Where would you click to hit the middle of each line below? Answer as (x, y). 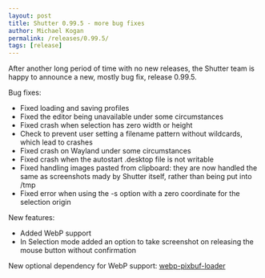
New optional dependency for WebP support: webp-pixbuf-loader (117, 266)
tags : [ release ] (35, 46)
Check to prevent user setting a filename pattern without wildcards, (131, 134)
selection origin (45, 202)
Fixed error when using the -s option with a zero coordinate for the (130, 194)
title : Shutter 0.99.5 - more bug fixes (77, 23)
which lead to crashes (56, 142)
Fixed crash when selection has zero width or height (106, 125)
